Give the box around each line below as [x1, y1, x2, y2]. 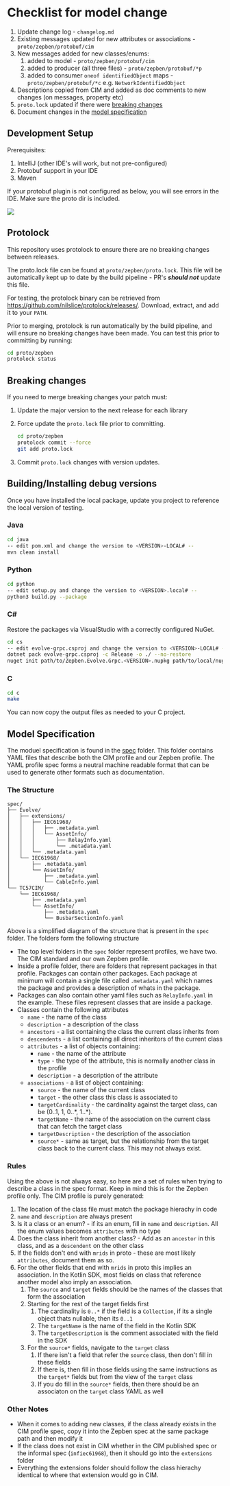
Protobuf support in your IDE [16, 166, 98, 174]
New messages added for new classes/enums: [16, 49, 149, 58]
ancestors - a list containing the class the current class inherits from [27, 1028, 220, 1036]
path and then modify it [16, 1434, 84, 1442]
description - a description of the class [27, 1020, 139, 1028]
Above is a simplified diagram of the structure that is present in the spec [7, 927, 209, 935]
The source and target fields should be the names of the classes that [27, 1285, 222, 1293]
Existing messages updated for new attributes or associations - [16, 34, 196, 43]
